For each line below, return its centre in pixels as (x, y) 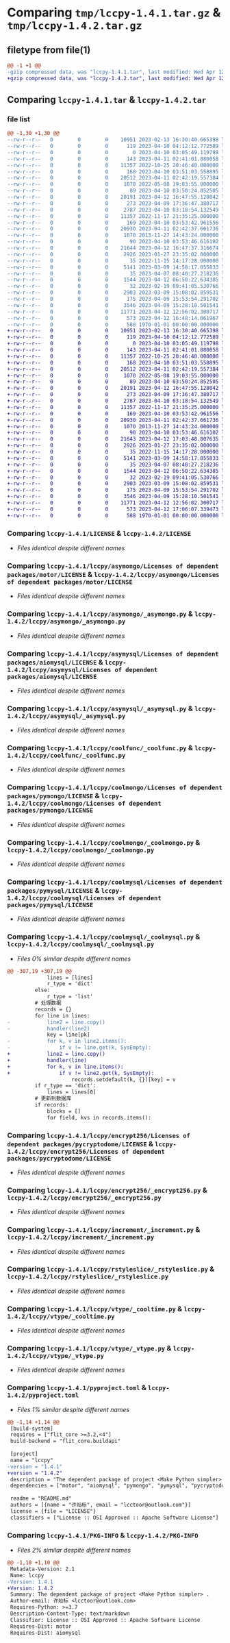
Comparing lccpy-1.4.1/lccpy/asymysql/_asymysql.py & (100, 708)
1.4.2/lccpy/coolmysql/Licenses (61, 898)
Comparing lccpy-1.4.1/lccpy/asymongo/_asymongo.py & (100, 614)
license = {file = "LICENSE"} (53, 1511)
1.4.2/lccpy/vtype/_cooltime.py (61, 1316)
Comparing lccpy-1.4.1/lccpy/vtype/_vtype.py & (89, 1348)
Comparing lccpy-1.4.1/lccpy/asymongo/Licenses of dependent (113, 565)
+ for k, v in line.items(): (66, 1067)
